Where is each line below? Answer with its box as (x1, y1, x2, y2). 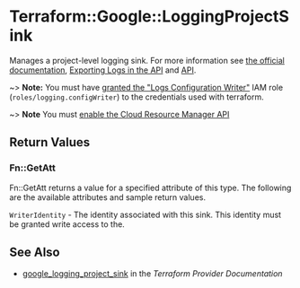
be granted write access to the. (9, 218, 126, 230)
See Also (9, 245, 60, 260)
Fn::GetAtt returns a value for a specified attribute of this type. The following (9, 182, 292, 193)
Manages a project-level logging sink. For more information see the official (9, 55, 286, 65)
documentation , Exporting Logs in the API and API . (9, 65, 197, 75)
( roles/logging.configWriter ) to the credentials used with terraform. (9, 92, 264, 102)
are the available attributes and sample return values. (9, 191, 207, 203)
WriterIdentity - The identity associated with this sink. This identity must (9, 209, 281, 220)
